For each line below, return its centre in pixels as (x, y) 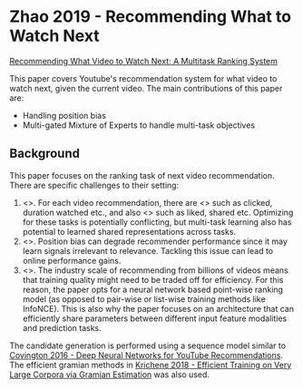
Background (44, 154)
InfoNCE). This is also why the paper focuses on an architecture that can (158, 308)
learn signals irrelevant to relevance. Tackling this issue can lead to (148, 250)
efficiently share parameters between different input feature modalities (155, 318)
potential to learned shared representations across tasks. (129, 231)
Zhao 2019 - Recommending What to (151, 17)
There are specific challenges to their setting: (94, 185)
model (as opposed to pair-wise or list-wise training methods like (144, 299)
